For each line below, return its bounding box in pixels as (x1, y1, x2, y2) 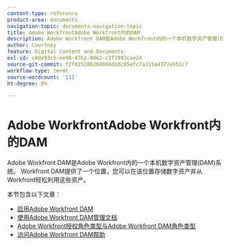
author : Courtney (7, 42, 57, 49)
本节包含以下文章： (7, 190, 62, 198)
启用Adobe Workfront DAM (16, 205, 94, 213)
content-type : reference (7, 10, 78, 17)
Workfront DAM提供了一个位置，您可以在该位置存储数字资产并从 (20, 167, 203, 175)
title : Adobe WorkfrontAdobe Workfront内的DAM (7, 29, 140, 36)
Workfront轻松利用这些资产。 (7, 176, 90, 184)
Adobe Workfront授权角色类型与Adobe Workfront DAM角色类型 (16, 222, 196, 230)
